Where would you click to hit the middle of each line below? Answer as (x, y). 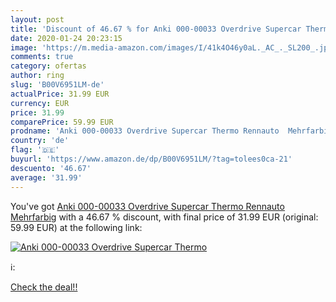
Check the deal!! (44, 287)
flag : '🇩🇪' (35, 150)
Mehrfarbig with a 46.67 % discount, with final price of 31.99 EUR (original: (164, 217)
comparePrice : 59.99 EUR (62, 122)
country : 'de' (40, 141)
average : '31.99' (46, 177)
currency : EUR (40, 103)
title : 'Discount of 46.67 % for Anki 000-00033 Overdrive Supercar (156, 29)
